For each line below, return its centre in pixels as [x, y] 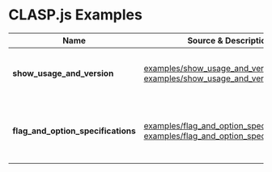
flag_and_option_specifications [74, 131]
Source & [205, 40]
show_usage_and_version [63, 73]
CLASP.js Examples [76, 15]
